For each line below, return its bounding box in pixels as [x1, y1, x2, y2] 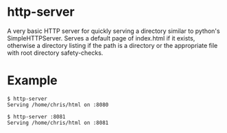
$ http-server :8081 [7, 113, 67, 120]
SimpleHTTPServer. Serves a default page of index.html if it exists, [7, 34, 195, 42]
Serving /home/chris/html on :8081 [7, 119, 109, 126]
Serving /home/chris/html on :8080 [7, 101, 109, 108]
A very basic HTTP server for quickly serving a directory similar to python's [7, 27, 221, 35]
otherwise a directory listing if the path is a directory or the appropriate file [7, 41, 218, 49]
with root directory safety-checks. [7, 49, 104, 57]
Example [7, 73, 58, 88]
